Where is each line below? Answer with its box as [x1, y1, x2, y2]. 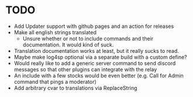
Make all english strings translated [13, 28, 97, 35]
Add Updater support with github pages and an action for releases [13, 23, 174, 30]
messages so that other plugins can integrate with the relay [13, 66, 157, 73]
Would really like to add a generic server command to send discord [13, 59, 176, 67]
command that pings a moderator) [13, 78, 97, 85]
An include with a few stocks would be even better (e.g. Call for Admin [13, 72, 184, 79]
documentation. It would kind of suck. [22, 41, 114, 48]
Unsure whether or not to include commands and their [22, 35, 154, 42]
